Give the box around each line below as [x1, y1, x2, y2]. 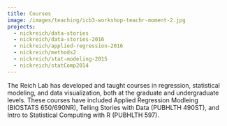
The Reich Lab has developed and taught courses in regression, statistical [7, 81, 220, 89]
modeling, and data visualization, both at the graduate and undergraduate [7, 88, 219, 97]
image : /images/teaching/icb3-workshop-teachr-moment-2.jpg [7, 17, 186, 24]
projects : [7, 23, 36, 30]
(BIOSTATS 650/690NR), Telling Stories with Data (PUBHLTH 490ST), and [7, 103, 220, 111]
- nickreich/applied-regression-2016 [13, 42, 124, 49]
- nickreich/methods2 [13, 49, 77, 56]
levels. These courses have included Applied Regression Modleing [7, 95, 198, 104]
